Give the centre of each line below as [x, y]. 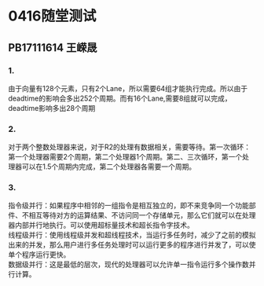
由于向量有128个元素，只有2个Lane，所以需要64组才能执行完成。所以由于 [128, 88]
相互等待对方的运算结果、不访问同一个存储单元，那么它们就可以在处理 [142, 215]
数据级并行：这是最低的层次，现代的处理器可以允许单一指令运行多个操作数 [128, 265]
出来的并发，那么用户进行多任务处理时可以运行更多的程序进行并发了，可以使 [132, 245]
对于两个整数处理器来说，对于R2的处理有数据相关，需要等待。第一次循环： [130, 147]
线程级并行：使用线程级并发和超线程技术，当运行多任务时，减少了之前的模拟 [132, 235]
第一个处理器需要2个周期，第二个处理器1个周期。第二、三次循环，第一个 [125, 157]
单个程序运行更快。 [39, 255]
